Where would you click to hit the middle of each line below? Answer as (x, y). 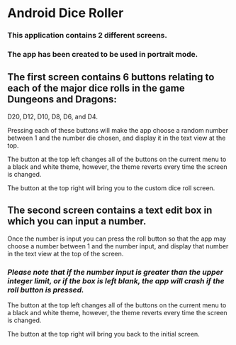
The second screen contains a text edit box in (110, 210)
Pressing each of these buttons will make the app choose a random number (118, 130)
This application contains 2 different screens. (88, 35)
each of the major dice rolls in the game (96, 88)
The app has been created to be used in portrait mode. (103, 55)
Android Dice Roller (66, 13)
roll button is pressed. (46, 290)
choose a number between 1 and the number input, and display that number (118, 246)
